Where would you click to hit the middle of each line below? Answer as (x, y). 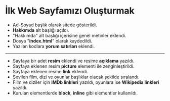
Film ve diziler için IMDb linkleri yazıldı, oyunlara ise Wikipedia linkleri (86, 82)
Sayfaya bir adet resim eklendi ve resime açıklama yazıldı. (73, 61)
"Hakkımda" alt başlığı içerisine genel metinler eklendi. (69, 35)
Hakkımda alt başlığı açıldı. (41, 30)
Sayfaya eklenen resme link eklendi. (50, 71)
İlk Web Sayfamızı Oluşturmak (70, 11)
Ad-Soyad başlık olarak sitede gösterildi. (55, 25)
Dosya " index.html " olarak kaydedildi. (52, 41)
